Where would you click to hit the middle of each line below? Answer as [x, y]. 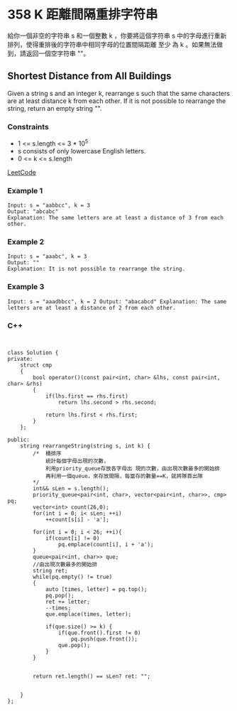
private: [20, 359]
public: [19, 440]
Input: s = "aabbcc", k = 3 [49, 205]
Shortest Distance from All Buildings [89, 76]
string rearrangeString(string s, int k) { [86, 446]
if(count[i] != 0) [72, 538]
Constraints [28, 126]
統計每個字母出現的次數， [77, 461]
